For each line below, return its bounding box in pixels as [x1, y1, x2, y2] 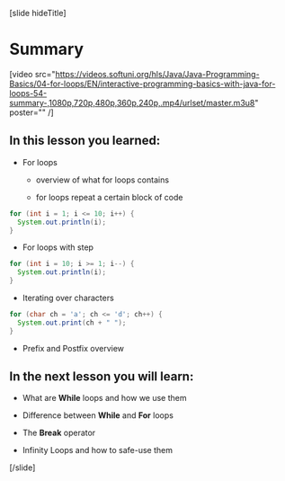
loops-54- [9, 87, 48, 98]
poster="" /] [9, 107, 54, 118]
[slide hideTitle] [9, 8, 67, 18]
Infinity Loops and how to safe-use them [22, 445, 174, 456]
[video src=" [9, 68, 56, 79]
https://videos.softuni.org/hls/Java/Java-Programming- [55, 68, 260, 79]
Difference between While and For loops [22, 410, 174, 421]
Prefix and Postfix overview [22, 343, 124, 353]
